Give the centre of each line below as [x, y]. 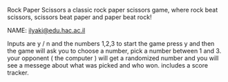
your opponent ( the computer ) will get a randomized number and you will [113, 58]
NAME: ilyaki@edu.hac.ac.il [46, 30]
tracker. [18, 72]
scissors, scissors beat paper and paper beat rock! [79, 17]
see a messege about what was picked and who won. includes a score [108, 65]
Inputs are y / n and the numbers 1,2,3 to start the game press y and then [111, 43]
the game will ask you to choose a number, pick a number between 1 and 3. [114, 51]
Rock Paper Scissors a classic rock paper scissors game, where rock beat [113, 10]
